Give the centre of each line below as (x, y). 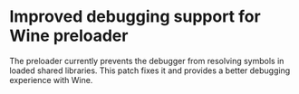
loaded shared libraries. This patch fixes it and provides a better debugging (150, 70)
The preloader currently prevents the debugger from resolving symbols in (147, 61)
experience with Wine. (51, 80)
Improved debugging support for (135, 17)
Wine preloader (69, 36)
